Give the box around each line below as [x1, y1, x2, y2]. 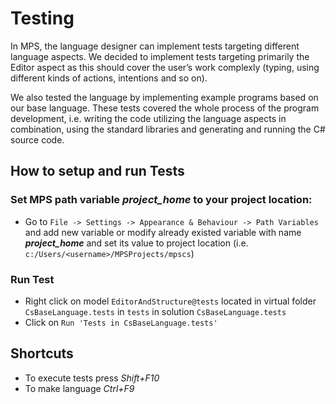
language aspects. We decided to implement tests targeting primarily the [10, 50, 310, 62]
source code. [10, 133, 65, 146]
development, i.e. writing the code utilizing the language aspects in [10, 112, 287, 124]
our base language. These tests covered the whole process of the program [10, 102, 320, 114]
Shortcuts [10, 345, 74, 362]
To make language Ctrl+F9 [24, 382, 135, 394]
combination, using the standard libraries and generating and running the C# [10, 123, 326, 135]
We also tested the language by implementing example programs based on [10, 91, 319, 103]
